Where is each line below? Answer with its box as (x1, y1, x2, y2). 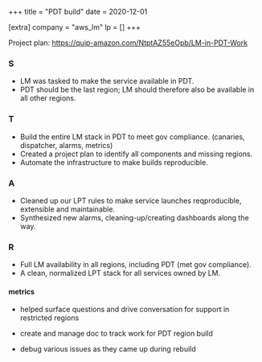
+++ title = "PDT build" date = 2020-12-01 (8, 7, 148, 16)
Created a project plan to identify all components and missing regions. (19, 149, 253, 158)
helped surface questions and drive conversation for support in (19, 305, 230, 315)
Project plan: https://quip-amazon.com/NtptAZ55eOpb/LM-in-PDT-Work (8, 38, 248, 47)
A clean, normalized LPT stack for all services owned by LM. (19, 269, 221, 278)
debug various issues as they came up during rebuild (19, 344, 197, 354)
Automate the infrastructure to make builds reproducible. (19, 157, 209, 167)
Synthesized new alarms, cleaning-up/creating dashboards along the (19, 212, 249, 222)
